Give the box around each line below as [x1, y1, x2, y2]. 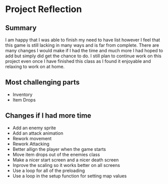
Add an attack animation [12, 130, 64, 136]
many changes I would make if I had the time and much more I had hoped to [5, 48, 163, 53]
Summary [5, 24, 37, 32]
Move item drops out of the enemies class [12, 151, 100, 157]
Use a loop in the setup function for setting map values [12, 172, 127, 179]
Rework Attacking [12, 141, 49, 147]
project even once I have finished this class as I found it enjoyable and [5, 58, 151, 64]
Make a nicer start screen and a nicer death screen [12, 157, 119, 163]
